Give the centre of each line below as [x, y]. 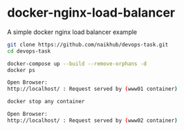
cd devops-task [29, 51]
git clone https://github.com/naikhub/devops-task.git [88, 44]
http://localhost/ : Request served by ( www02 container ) [92, 120]
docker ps [21, 70]
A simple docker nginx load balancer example [72, 32]
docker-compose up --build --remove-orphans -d [77, 64]
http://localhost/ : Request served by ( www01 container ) [92, 89]
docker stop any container [46, 102]
